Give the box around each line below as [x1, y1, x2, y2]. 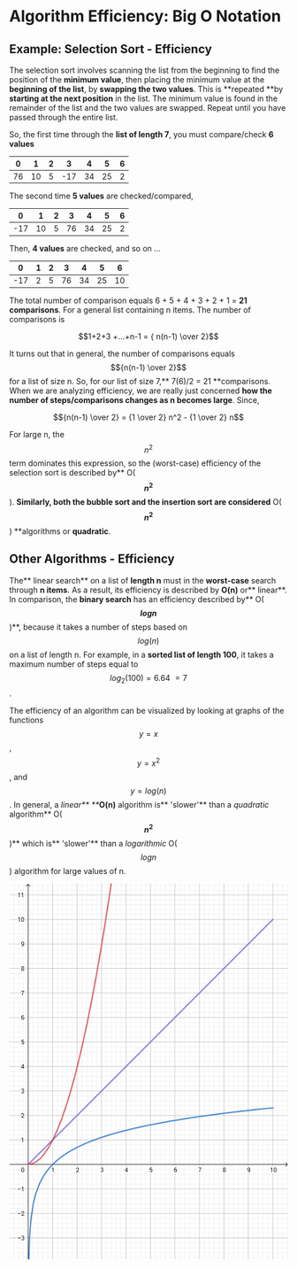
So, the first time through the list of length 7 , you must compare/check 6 [9, 129, 274, 139]
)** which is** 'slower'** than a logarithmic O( [9, 838, 178, 848]
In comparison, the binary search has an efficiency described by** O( [9, 593, 265, 604]
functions [9, 715, 44, 725]
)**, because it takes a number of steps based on [9, 622, 188, 632]
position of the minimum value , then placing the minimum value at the [9, 74, 265, 85]
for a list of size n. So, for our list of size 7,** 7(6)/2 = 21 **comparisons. [9, 375, 271, 386]
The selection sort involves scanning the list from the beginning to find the [9, 65, 280, 75]
